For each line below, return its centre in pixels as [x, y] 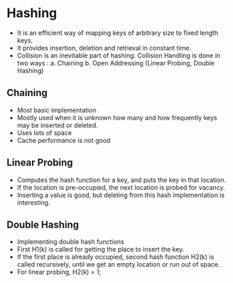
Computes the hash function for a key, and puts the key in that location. [121, 180]
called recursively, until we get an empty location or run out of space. [118, 265]
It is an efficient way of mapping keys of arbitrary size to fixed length [117, 33]
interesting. [33, 202]
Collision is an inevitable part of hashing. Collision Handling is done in [119, 55]
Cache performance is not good [64, 140]
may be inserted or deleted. [58, 125]
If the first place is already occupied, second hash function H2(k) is [115, 257]
